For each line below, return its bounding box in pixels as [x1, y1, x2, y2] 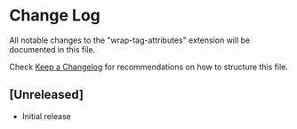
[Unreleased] [9, 87, 84, 102]
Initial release [21, 110, 71, 121]
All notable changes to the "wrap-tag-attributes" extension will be [9, 35, 251, 45]
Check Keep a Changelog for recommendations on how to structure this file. [9, 61, 289, 72]
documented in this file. [9, 44, 96, 54]
